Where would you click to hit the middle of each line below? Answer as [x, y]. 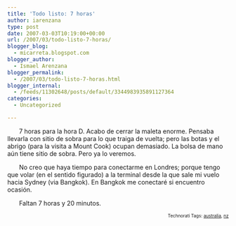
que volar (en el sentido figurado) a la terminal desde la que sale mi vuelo [113, 174]
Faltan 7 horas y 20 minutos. [60, 203]
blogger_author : [31, 60]
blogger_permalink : [36, 72]
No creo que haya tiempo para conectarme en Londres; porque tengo [119, 167]
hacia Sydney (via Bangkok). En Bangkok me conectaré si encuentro [106, 182]
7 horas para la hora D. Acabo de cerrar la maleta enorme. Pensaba [116, 131]
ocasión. [20, 190]
